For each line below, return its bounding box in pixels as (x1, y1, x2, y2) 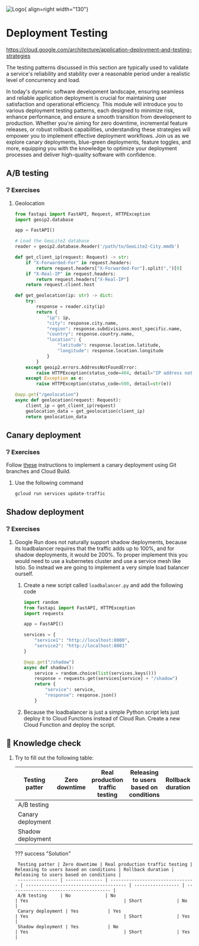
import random (23, 599, 59, 605)
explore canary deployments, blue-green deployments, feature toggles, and (6, 138, 191, 145)
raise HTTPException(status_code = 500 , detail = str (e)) (36, 381, 172, 387)
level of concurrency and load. (6, 76, 81, 83)
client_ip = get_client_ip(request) (25, 403, 116, 409)
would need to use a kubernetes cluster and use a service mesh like (14, 557, 181, 564)
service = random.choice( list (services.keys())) (34, 670, 157, 676)
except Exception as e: (25, 375, 84, 381)
